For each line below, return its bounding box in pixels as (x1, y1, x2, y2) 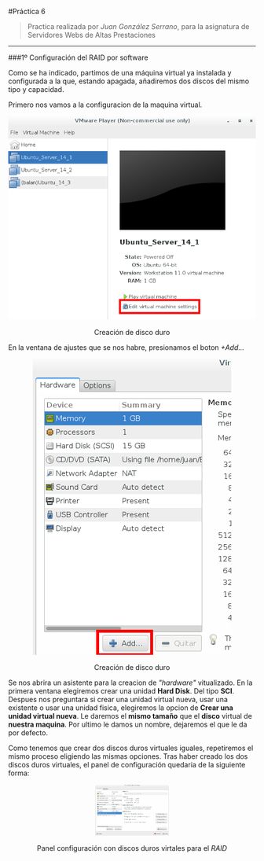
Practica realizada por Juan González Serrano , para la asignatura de (27, 22, 250, 31)
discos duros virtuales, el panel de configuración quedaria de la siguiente (8, 760, 246, 769)
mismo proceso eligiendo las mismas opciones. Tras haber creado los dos (8, 751, 248, 761)
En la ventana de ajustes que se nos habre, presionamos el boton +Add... (8, 342, 245, 352)
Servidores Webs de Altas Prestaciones (27, 31, 156, 39)
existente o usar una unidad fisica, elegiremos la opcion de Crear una (8, 703, 233, 712)
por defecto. (8, 727, 49, 738)
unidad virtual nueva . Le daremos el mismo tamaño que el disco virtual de (8, 711, 253, 720)
